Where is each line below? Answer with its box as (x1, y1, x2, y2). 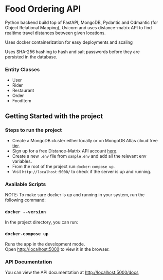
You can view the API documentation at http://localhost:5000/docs (5, 269, 139, 276)
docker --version (5, 209, 46, 215)
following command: (5, 197, 46, 203)
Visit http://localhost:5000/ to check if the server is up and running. (12, 168, 152, 174)
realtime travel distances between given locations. (5, 30, 106, 36)
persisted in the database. (5, 54, 57, 59)
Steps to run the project (5, 127, 62, 133)
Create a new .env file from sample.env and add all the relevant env (12, 153, 147, 159)
